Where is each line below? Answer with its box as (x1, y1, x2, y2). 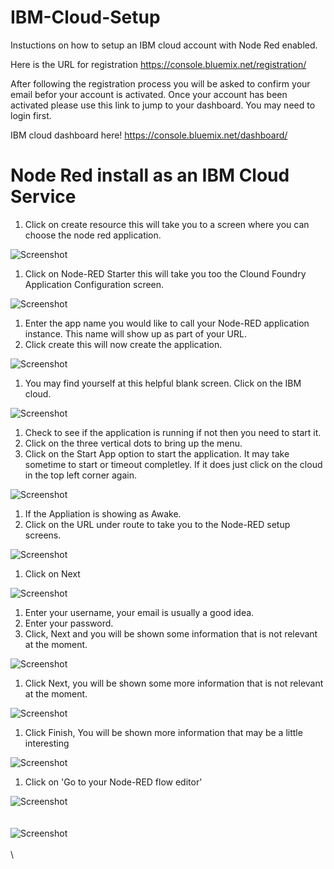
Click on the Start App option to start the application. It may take (24, 447, 290, 460)
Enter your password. (24, 617, 114, 629)
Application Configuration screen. (24, 278, 165, 290)
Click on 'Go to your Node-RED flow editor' (24, 776, 203, 788)
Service (10, 186, 77, 208)
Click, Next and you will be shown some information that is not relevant (24, 627, 318, 640)
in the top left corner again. (24, 469, 138, 481)
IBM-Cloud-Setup (10, 6, 161, 29)
